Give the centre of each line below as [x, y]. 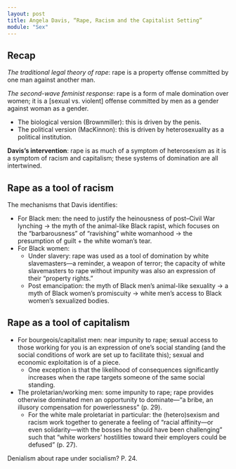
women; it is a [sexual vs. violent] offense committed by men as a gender [113, 101]
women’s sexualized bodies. [69, 301]
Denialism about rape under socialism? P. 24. [73, 458]
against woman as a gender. [48, 108]
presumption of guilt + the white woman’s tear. [85, 241]
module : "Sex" [28, 27]
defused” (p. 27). [53, 444]
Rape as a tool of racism [61, 188]
